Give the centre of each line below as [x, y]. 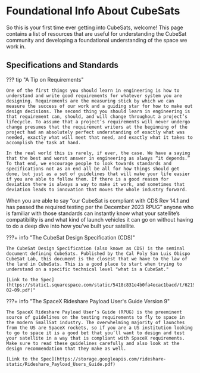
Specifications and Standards [62, 65]
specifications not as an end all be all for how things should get [93, 169]
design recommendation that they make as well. [66, 349]
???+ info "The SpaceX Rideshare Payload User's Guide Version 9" [88, 301]
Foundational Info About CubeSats [93, 11]
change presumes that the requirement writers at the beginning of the [97, 127]
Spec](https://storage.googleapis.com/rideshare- [104, 359]
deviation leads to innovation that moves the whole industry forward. [97, 189]
